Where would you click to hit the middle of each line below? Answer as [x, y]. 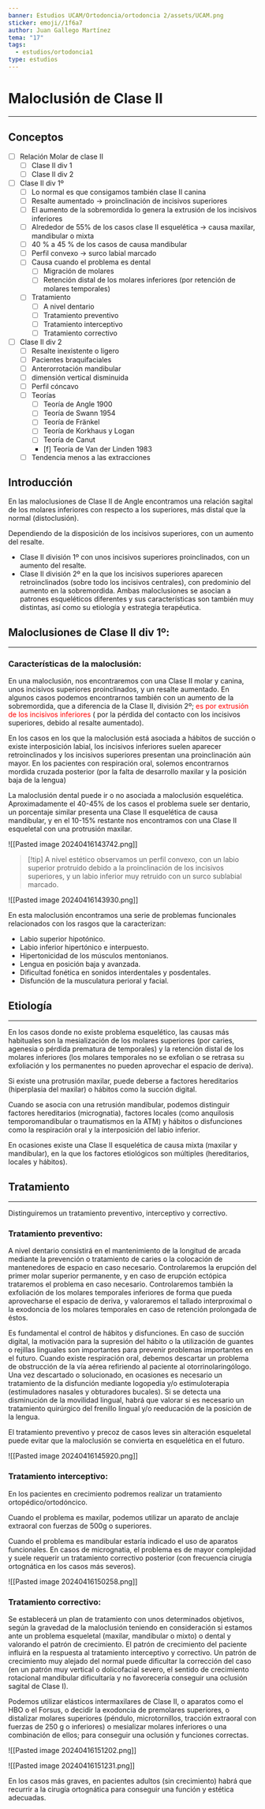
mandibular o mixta [63, 236]
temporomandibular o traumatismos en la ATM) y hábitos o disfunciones [125, 1122]
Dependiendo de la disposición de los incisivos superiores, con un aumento [131, 534]
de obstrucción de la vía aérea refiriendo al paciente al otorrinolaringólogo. [130, 1367]
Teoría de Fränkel [71, 422]
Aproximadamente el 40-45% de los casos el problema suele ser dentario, [129, 804]
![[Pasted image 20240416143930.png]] [73, 900]
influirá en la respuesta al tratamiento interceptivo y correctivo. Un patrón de [132, 1653]
